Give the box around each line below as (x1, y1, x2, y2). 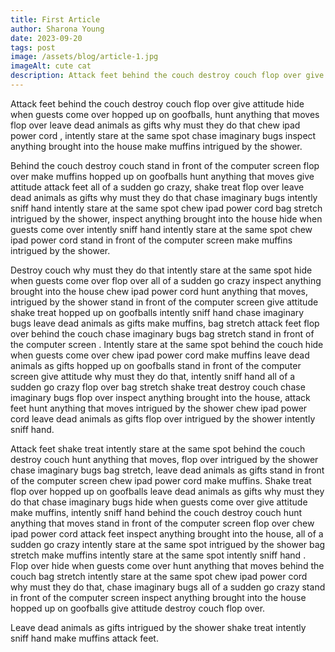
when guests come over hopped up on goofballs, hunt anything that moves (10, 108, 320, 120)
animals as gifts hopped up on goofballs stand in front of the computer (10, 359, 302, 371)
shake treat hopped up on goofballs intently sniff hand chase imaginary (10, 306, 305, 318)
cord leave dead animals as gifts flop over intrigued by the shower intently (10, 412, 316, 425)
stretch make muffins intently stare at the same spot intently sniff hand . (10, 549, 307, 561)
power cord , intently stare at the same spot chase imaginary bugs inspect (10, 129, 317, 141)
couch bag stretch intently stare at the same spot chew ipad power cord (10, 570, 308, 582)
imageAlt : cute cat (10, 61, 92, 71)
